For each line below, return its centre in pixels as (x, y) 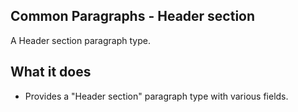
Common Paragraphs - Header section (133, 16)
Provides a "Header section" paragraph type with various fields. (156, 96)
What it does (51, 72)
